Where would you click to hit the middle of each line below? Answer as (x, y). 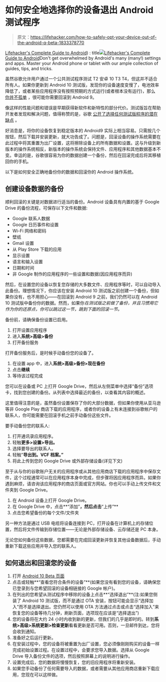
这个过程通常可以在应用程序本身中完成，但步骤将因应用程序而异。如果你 (87, 477)
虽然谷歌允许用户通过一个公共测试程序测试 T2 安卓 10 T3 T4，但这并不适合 (81, 78)
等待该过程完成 (27, 376)
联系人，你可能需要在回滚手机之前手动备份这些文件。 (59, 415)
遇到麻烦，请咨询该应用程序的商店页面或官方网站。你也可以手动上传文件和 (81, 484)
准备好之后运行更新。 (34, 638)
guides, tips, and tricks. (29, 68)
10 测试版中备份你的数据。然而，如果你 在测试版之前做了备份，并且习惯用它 (82, 303)
